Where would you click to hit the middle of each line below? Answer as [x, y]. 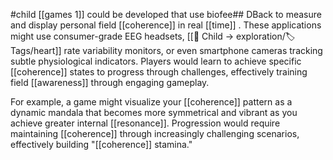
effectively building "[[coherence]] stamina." [101, 144]
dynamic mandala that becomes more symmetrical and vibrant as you [154, 112]
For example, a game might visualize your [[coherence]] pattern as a [151, 102]
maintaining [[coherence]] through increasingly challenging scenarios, [155, 133]
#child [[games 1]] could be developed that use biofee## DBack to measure [166, 14]
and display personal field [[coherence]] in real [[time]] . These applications [166, 25]
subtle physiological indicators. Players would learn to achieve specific [156, 61]
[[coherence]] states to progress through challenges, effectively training [159, 72]
